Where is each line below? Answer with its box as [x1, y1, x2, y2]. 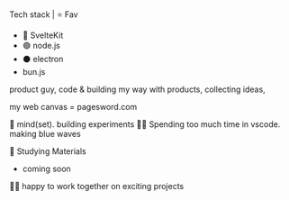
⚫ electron [22, 54, 64, 64]
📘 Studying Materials [9, 146, 87, 157]
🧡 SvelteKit [22, 30, 64, 41]
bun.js [22, 67, 46, 77]
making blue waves [9, 129, 81, 139]
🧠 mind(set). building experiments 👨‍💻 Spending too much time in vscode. [9, 119, 281, 130]
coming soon [22, 163, 72, 174]
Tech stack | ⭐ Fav [9, 9, 78, 20]
